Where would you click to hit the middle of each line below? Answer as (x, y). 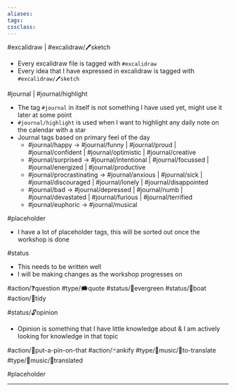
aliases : (20, 14)
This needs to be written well (59, 267)
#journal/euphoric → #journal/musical (83, 205)
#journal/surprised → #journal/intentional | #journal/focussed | (118, 160)
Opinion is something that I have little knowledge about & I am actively (119, 329)
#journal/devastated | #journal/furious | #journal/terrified (110, 197)
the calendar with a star (52, 130)
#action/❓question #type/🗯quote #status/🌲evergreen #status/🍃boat (107, 289)
